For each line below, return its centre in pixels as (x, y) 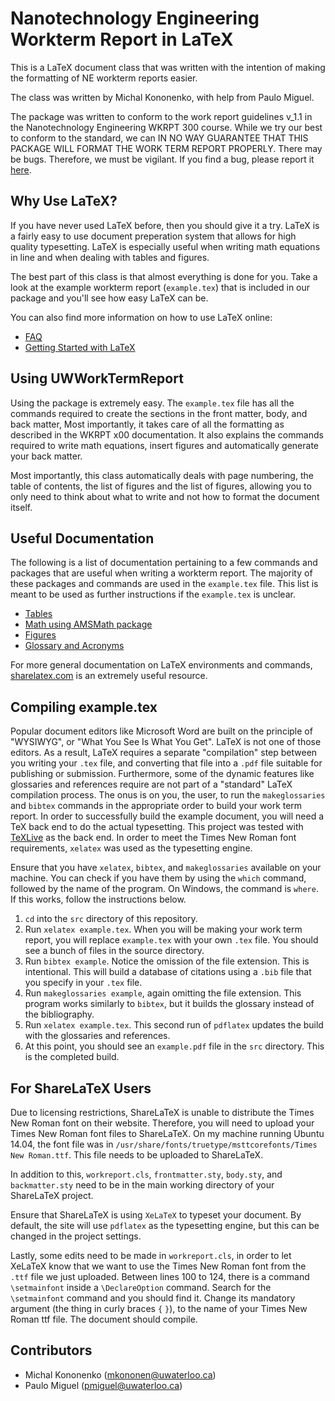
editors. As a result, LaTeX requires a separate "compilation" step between (164, 753)
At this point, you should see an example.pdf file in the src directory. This (174, 1046)
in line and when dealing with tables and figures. (110, 257)
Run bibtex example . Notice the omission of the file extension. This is (167, 961)
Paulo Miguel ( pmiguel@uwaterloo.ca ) (103, 1385)
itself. (21, 507)
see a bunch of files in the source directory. (114, 951)
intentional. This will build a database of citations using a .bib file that (168, 972)
